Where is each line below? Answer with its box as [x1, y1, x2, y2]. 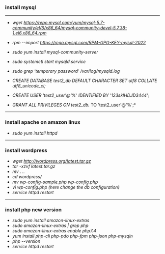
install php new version [5, 206, 62, 213]
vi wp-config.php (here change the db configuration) [12, 184, 120, 190]
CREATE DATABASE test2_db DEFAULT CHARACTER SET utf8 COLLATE [12, 78, 157, 84]
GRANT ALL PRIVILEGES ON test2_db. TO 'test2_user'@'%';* [12, 102, 137, 108]
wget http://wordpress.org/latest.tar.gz [12, 158, 91, 164]
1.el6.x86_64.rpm [12, 30, 47, 36]
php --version [12, 238, 41, 244]
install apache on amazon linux [5, 119, 81, 126]
